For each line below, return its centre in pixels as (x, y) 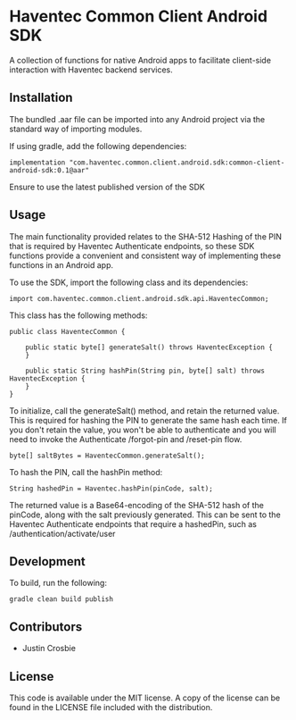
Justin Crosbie (49, 649)
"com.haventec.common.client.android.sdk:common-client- (177, 163)
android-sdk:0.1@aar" (49, 170)
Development (48, 561)
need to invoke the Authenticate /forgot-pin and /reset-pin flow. (126, 439)
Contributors (46, 627)
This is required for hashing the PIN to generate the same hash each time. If (148, 420)
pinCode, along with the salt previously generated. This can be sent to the (145, 515)
